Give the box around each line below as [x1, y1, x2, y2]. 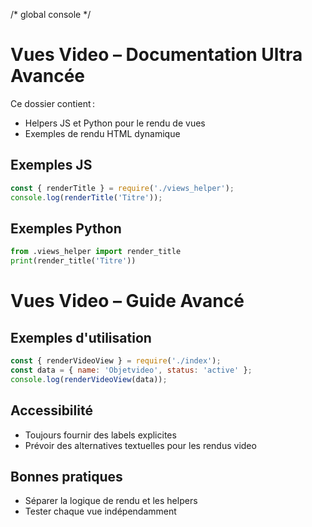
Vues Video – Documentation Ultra [10, 44, 303, 66]
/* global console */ [10, 9, 92, 20]
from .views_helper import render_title [10, 247, 182, 257]
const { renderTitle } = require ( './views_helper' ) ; [10, 183, 235, 193]
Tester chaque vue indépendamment [24, 505, 177, 518]
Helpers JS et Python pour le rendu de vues [24, 117, 206, 129]
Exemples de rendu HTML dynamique [24, 127, 181, 139]
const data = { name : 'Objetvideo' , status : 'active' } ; [10, 365, 253, 375]
